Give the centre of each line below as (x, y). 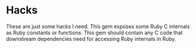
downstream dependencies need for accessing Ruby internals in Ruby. (91, 39)
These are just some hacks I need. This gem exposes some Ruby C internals (98, 26)
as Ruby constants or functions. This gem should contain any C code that (94, 32)
